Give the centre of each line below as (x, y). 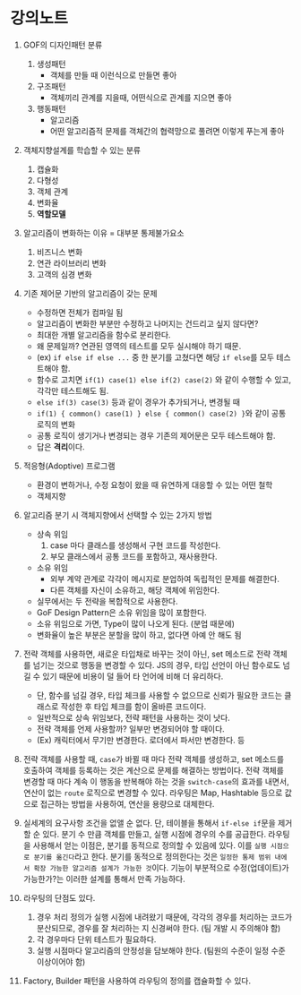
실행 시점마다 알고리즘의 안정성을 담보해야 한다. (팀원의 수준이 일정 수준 (161, 950)
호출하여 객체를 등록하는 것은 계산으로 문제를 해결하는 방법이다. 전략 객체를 (154, 770)
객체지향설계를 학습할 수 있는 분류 (82, 150)
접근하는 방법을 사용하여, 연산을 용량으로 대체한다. (127, 803)
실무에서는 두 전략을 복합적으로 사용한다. (107, 601)
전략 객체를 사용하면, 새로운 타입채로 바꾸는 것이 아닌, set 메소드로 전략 (147, 654)
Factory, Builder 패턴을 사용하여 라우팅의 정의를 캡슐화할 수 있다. (137, 981)
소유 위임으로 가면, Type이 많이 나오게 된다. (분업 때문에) (136, 623)
